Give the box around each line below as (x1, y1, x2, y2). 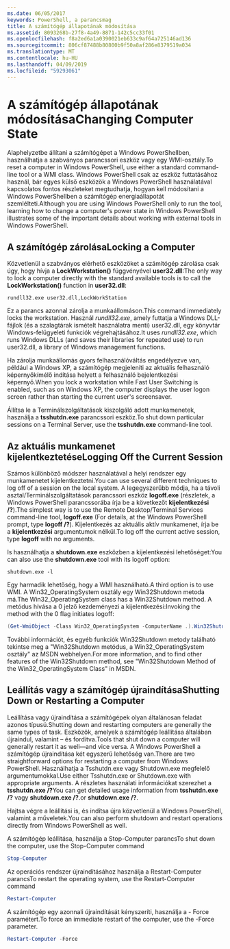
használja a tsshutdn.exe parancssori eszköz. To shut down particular (7, 413, 204, 421)
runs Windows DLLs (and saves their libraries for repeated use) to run (7, 336, 204, 344)
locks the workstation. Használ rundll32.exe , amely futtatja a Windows (7, 314, 205, 322)
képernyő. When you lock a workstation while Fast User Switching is (7, 378, 199, 386)
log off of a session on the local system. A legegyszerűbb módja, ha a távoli (7, 484, 220, 492)
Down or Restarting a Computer (7, 695, 145, 706)
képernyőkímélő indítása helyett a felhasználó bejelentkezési (7, 371, 178, 379)
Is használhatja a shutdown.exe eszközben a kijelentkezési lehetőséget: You (7, 548, 222, 556)
